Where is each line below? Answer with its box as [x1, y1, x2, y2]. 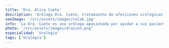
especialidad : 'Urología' [5, 30, 59, 35]
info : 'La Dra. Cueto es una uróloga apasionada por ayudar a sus [5, 21, 147, 26]
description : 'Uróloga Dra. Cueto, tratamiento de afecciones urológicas [5, 12, 163, 17]
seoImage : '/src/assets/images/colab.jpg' [5, 16, 96, 21]
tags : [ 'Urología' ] [5, 35, 46, 40]
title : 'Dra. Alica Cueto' [5, 7, 62, 12]
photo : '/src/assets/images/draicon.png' [5, 26, 94, 31]
